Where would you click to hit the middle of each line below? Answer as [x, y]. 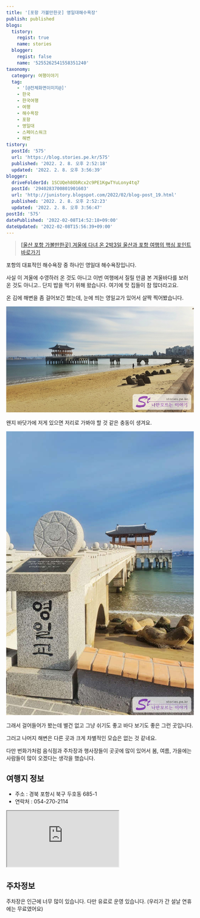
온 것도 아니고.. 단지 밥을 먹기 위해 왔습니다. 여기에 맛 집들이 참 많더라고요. [92, 285]
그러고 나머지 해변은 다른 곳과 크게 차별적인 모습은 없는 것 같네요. [82, 738]
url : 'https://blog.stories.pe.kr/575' [61, 157]
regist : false [34, 57]
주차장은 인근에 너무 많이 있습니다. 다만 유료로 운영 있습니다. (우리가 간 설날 [93, 901]
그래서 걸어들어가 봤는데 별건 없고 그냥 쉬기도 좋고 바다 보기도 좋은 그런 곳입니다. [100, 725]
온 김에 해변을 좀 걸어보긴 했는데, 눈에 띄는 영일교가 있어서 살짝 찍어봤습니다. [95, 298]
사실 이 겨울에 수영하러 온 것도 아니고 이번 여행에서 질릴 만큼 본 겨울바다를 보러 [97, 278]
